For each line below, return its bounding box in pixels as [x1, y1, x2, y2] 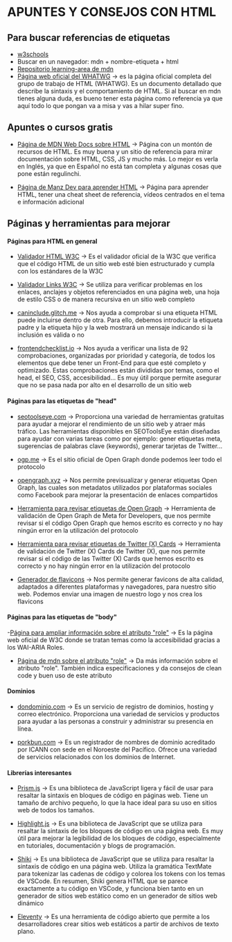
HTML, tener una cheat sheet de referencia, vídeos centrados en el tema [17, 190, 225, 198]
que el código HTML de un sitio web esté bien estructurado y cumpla [17, 260, 215, 268]
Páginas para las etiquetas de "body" [7, 613, 118, 621]
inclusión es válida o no [17, 330, 84, 339]
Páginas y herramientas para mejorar [7, 217, 171, 229]
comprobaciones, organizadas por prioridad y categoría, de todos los [17, 351, 216, 360]
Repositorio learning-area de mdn [17, 65, 114, 73]
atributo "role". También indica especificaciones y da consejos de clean [17, 664, 222, 672]
